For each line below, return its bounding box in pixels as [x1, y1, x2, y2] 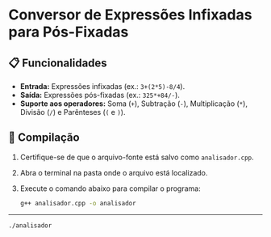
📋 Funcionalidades [8, 56, 107, 70]
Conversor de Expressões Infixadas [8, 6, 252, 24]
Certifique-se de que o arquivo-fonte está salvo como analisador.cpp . [19, 152, 254, 162]
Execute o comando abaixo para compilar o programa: [19, 184, 201, 193]
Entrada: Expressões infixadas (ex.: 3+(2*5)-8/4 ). [19, 82, 186, 91]
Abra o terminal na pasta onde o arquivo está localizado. [19, 167, 208, 177]
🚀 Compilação [8, 131, 80, 145]
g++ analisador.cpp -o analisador [19, 199, 136, 207]
